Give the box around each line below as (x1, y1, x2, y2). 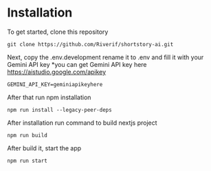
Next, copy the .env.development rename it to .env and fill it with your (7, 53, 204, 61)
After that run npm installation (7, 93, 91, 101)
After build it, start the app (7, 143, 82, 152)
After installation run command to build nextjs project (7, 119, 157, 127)
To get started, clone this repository (7, 28, 109, 36)
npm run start (7, 157, 48, 164)
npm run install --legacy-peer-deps (7, 106, 112, 113)
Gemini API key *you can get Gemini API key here (7, 60, 147, 68)
